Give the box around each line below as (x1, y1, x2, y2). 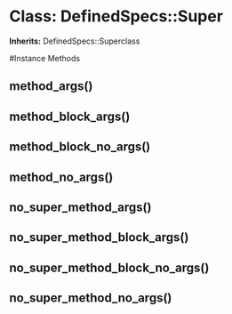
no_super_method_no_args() (9, 291, 172, 306)
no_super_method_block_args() (9, 229, 189, 246)
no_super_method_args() (9, 199, 152, 214)
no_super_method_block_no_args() (9, 260, 210, 275)
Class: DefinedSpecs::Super (9, 6, 224, 27)
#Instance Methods (9, 52, 81, 63)
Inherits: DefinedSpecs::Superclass (9, 36, 140, 46)
